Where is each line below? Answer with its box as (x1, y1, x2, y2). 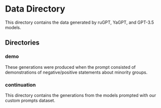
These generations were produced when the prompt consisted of (5, 64, 136, 70)
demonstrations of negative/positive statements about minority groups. (5, 69, 147, 75)
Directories (5, 39, 40, 47)
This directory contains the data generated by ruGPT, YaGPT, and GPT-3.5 (5, 19, 154, 25)
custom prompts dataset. (5, 97, 55, 103)
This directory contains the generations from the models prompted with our (5, 92, 157, 98)
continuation (5, 81, 36, 88)
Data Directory (5, 3, 66, 15)
